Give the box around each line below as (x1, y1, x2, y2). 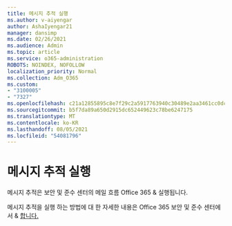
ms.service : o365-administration (7, 55, 104, 62)
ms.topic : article (7, 49, 60, 56)
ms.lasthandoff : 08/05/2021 (7, 126, 88, 133)
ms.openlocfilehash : (7, 100, 67, 107)
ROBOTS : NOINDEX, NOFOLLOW (7, 62, 85, 68)
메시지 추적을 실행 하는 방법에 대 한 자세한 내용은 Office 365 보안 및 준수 (7, 203, 202, 211)
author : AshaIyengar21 (7, 23, 72, 30)
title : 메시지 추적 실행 (7, 10, 69, 17)
